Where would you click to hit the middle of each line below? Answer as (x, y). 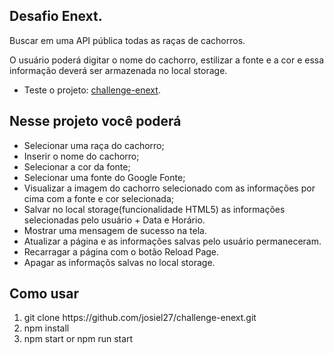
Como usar (44, 294)
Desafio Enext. (56, 16)
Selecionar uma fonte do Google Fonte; (104, 177)
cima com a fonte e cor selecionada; (98, 198)
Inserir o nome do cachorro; (81, 156)
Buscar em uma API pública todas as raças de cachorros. (127, 40)
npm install (46, 328)
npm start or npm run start (78, 339)
